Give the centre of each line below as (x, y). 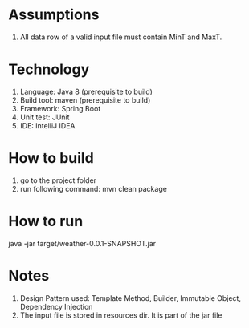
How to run (46, 221)
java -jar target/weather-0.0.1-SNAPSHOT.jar (82, 243)
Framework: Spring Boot (60, 108)
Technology (49, 69)
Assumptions (54, 15)
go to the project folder (58, 180)
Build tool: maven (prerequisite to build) (85, 100)
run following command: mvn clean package (93, 188)
